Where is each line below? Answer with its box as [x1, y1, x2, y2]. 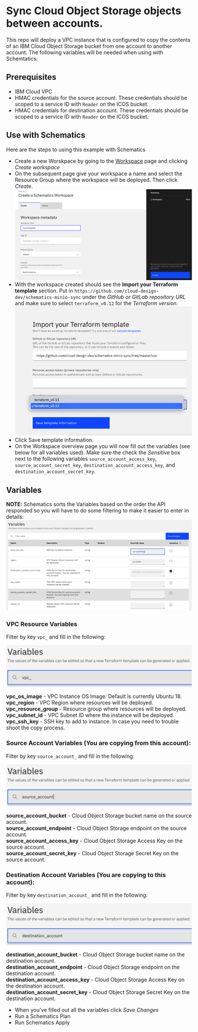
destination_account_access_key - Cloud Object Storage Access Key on [6, 976, 185, 984]
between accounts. [6, 17, 103, 30]
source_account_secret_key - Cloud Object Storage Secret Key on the [6, 849, 179, 856]
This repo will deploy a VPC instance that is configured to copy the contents [6, 36, 191, 43]
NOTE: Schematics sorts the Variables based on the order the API [6, 501, 166, 508]
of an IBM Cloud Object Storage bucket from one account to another [6, 43, 173, 50]
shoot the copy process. [6, 724, 65, 731]
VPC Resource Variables [6, 619, 78, 628]
